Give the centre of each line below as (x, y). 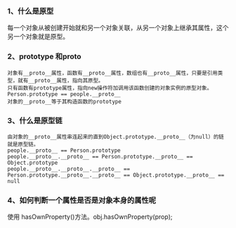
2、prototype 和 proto (45, 56)
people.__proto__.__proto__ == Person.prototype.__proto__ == (100, 156)
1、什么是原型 (31, 11)
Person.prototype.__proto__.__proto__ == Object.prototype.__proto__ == (116, 175)
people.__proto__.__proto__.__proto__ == (69, 169)
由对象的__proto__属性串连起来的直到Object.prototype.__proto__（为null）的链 (116, 137)
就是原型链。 (23, 144)
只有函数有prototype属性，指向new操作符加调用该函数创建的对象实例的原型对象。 (110, 88)
